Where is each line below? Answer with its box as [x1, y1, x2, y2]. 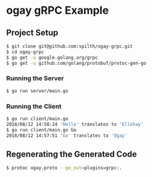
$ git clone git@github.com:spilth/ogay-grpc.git [6, 43, 133, 49]
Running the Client [6, 102, 62, 110]
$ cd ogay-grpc [6, 49, 44, 55]
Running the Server [6, 74, 64, 83]
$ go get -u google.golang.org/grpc [6, 55, 98, 61]
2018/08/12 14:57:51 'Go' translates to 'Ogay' [6, 133, 128, 139]
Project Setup [6, 28, 59, 38]
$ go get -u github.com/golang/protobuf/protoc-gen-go [6, 60, 147, 66]
